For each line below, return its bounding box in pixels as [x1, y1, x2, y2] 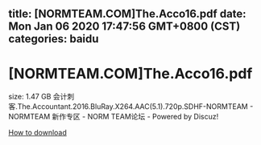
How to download [8, 128, 67, 138]
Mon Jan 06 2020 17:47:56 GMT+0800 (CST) [8, 20, 241, 34]
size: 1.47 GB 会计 [8, 92, 68, 102]
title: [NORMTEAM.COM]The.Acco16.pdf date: [8, 7, 247, 21]
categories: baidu [8, 32, 99, 46]
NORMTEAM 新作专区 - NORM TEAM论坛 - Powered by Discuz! [8, 112, 219, 122]
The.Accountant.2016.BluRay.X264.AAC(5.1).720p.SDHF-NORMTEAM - [17, 102, 254, 111]
